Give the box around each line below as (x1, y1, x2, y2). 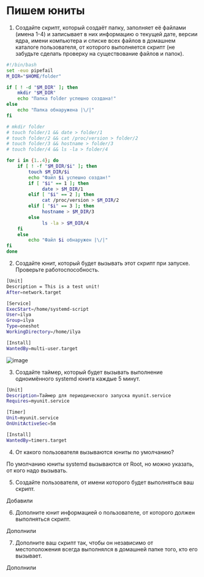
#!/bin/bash (6, 62, 37, 68)
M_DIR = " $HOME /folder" (6, 73, 62, 80)
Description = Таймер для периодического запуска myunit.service (6, 392, 172, 398)
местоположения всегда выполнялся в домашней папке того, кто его (15, 545, 198, 553)
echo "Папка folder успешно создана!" (17, 95, 116, 102)
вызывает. (15, 552, 42, 559)
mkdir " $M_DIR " (17, 90, 56, 96)
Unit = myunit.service (6, 415, 59, 421)
